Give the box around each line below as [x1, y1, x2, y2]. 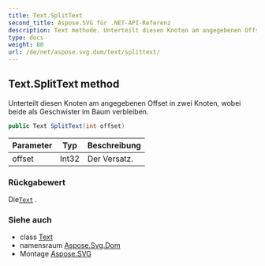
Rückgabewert [8, 177, 65, 188]
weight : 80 [8, 41, 44, 49]
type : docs [8, 33, 44, 42]
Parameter [12, 140, 53, 151]
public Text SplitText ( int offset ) [8, 122, 125, 130]
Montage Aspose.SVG [19, 249, 92, 259]
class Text [19, 232, 54, 242]
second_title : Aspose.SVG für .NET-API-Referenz [8, 19, 171, 27]
